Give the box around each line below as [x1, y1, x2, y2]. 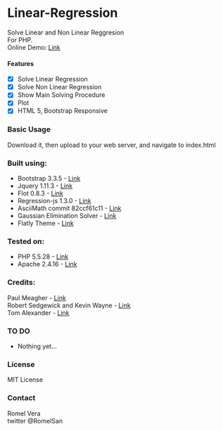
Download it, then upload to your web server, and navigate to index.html [7, 141, 216, 149]
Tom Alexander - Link [7, 308, 70, 317]
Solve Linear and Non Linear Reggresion [7, 28, 125, 37]
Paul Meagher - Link [7, 293, 67, 302]
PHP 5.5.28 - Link [17, 252, 69, 261]
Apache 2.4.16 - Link [17, 260, 77, 269]
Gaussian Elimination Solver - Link [17, 212, 117, 220]
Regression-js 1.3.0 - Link [17, 197, 91, 205]
